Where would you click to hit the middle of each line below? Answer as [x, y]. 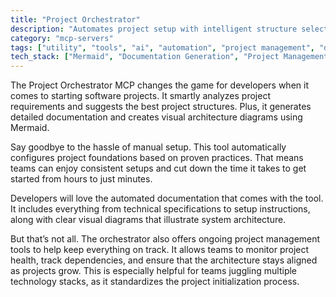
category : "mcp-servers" [62, 38]
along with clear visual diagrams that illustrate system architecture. [148, 220]
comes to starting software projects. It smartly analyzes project [140, 96]
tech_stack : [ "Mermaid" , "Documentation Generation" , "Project [145, 57]
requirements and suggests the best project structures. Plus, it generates [161, 107]
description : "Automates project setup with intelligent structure [154, 29]
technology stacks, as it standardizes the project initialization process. [155, 282]
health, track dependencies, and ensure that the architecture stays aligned [164, 260]
